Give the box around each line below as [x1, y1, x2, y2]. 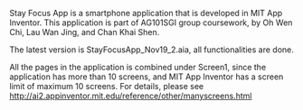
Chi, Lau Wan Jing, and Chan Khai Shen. [9, 27, 160, 37]
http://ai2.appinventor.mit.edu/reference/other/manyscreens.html [9, 90, 252, 101]
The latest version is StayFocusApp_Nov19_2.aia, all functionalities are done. [9, 44, 294, 55]
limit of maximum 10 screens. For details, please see [9, 81, 204, 91]
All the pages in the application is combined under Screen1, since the [9, 62, 267, 72]
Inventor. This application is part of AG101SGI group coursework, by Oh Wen [9, 17, 293, 28]
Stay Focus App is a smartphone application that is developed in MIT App [9, 8, 283, 18]
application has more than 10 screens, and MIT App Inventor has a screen [9, 71, 284, 82]
